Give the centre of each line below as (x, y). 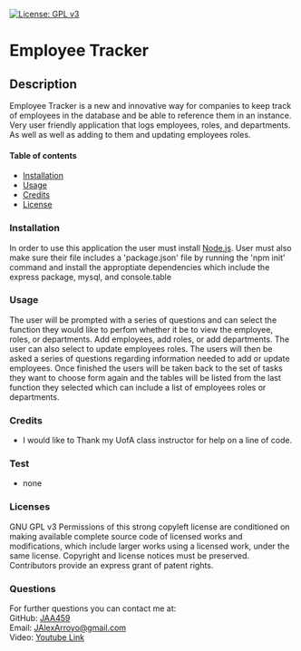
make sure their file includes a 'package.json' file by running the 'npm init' (147, 257)
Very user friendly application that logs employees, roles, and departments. (150, 125)
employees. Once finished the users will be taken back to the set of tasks (146, 368)
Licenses (30, 507)
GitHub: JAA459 (40, 617)
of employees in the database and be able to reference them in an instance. (150, 115)
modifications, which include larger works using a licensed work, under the (150, 546)
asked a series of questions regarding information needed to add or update (150, 358)
